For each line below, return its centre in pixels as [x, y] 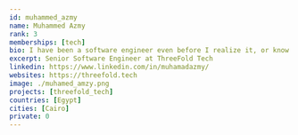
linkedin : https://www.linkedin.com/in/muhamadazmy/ [109, 67]
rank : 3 [24, 34]
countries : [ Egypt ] [46, 100]
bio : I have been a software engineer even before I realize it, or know [149, 51]
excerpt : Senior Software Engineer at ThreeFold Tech [112, 59]
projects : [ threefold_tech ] [62, 91]
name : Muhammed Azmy [48, 26]
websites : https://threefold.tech [74, 75]
